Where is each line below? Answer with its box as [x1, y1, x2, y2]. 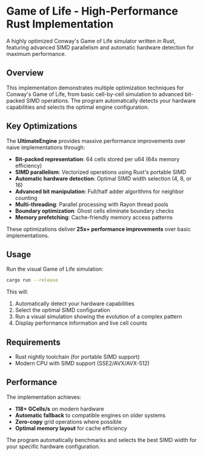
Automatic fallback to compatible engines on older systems [15, 412, 165, 419]
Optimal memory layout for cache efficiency [15, 424, 127, 432]
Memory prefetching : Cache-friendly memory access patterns [15, 213, 173, 221]
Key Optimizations [6, 121, 78, 131]
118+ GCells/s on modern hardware [15, 405, 104, 412]
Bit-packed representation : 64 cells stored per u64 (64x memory [15, 155, 180, 162]
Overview [6, 68, 44, 78]
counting [15, 194, 38, 201]
